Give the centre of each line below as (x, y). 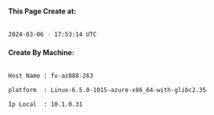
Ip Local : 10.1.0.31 (45, 105)
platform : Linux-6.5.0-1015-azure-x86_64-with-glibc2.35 (107, 91)
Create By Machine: (41, 52)
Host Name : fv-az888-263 (51, 76)
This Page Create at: (42, 11)
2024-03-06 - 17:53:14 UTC (53, 35)
